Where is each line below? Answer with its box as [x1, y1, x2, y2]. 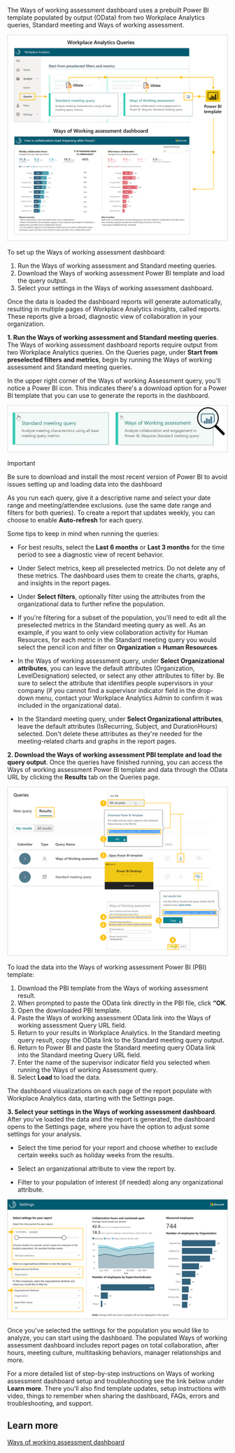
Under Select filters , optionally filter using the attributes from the [17, 592, 206, 601]
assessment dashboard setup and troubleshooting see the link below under [7, 1377, 225, 1385]
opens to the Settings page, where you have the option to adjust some [7, 1122, 210, 1131]
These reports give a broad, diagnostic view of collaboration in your [7, 313, 203, 320]
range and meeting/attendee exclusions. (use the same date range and [7, 501, 212, 509]
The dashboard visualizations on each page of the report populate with [7, 1087, 212, 1095]
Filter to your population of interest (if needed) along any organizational [17, 1178, 224, 1186]
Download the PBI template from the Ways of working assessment [17, 984, 208, 992]
